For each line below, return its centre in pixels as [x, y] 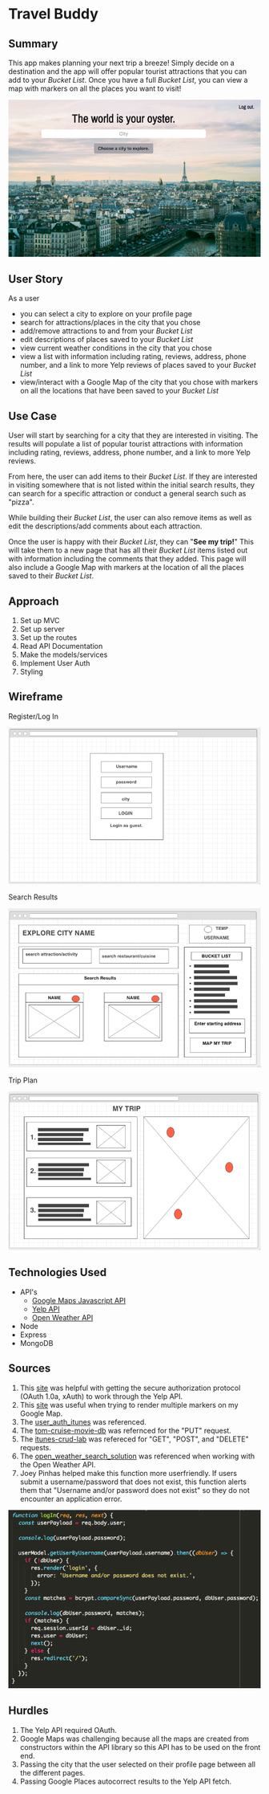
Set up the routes [48, 638]
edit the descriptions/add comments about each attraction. [105, 526]
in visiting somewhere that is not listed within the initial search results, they [131, 485]
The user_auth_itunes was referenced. [83, 1421]
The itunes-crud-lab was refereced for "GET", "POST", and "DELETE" [134, 1439]
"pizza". [21, 502]
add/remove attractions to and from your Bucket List [106, 331]
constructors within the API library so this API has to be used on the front [140, 1747]
